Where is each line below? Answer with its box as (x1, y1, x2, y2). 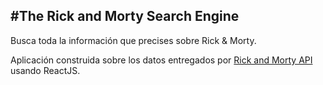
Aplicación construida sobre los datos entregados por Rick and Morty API (10, 54, 313, 66)
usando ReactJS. (10, 64, 81, 76)
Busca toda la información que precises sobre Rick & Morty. (10, 34, 257, 46)
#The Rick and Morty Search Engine (10, 8, 240, 25)
